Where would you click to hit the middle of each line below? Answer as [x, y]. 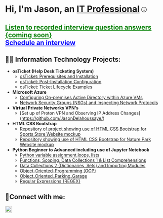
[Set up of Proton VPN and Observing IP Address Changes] [80, 113]
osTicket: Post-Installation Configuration [61, 82]
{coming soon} [29, 35]
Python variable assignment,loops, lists [60, 155]
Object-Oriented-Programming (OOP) [58, 171]
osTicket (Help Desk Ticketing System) [53, 71]
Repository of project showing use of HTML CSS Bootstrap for [83, 129]
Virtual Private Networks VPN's [45, 108]
